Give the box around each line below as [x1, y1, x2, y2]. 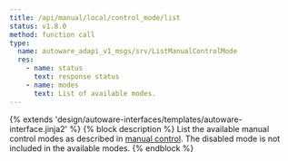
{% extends [9, 114, 54, 125]
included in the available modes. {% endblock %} [9, 142, 194, 154]
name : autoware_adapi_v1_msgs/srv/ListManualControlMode [17, 47, 238, 56]
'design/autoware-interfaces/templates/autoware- [55, 114, 243, 125]
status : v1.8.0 [9, 22, 67, 31]
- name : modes [25, 80, 79, 90]
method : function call [9, 30, 95, 39]
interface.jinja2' [9, 123, 68, 134]
